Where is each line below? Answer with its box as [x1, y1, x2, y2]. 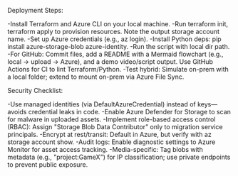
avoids [7, 108, 27, 116]
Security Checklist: [7, 87, 63, 94]
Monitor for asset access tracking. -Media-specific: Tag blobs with [7, 145, 203, 153]
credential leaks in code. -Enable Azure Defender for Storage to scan [28, 108, 232, 116]
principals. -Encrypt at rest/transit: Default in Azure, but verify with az [7, 131, 212, 138]
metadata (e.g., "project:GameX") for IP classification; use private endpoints [7, 153, 231, 161]
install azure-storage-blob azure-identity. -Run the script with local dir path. [7, 43, 230, 50]
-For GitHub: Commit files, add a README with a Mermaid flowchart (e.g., [7, 50, 224, 58]
